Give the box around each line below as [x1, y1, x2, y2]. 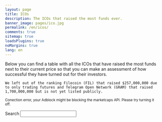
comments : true [5, 30, 36, 34]
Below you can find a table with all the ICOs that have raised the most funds [5, 61, 157, 67]
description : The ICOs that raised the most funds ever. [5, 16, 123, 21]
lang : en [5, 47, 23, 52]
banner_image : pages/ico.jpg [5, 20, 64, 26]
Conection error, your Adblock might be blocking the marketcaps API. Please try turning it [5, 97, 154, 102]
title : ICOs [5, 12, 29, 16]
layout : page [5, 7, 32, 12]
